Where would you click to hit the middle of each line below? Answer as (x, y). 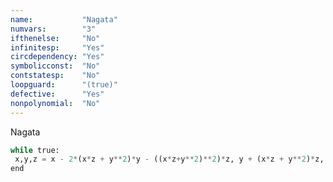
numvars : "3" (53, 29)
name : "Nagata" (64, 19)
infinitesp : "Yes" (57, 47)
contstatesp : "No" (55, 76)
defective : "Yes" (57, 94)
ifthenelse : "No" (55, 38)
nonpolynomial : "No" (55, 103)
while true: (35, 150)
